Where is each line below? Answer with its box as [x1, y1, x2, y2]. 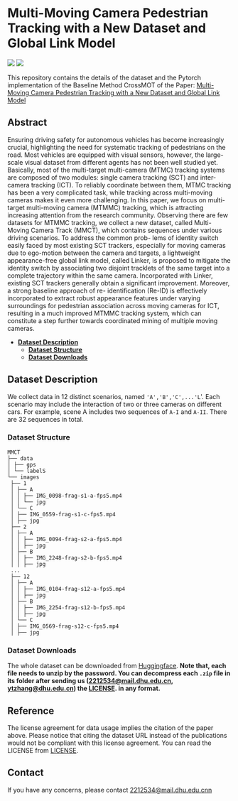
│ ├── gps [7, 461, 37, 468]
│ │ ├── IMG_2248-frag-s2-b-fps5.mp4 [10, 554, 122, 562]
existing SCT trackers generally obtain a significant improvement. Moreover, [7, 278, 230, 287]
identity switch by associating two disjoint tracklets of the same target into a [7, 263, 230, 272]
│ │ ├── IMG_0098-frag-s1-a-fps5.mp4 [10, 492, 122, 499]
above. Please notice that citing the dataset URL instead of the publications [7, 731, 227, 739]
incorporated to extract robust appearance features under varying [7, 293, 201, 303]
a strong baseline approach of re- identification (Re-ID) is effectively [7, 286, 207, 295]
